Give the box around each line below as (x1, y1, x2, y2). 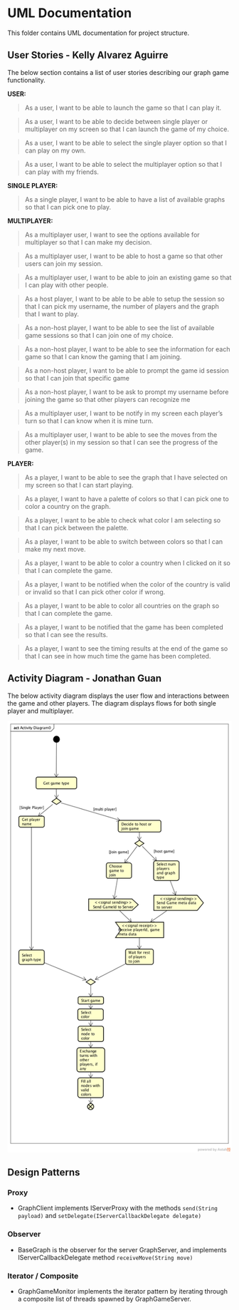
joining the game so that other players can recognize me (24, 395, 191, 403)
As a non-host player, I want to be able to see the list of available (24, 323, 215, 332)
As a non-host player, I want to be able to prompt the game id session (24, 366, 229, 375)
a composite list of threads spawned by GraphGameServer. (17, 1295, 192, 1303)
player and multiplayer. (7, 706, 75, 715)
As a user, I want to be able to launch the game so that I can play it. (24, 103, 222, 112)
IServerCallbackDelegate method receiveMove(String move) (17, 1253, 193, 1262)
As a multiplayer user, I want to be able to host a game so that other (24, 252, 223, 260)
